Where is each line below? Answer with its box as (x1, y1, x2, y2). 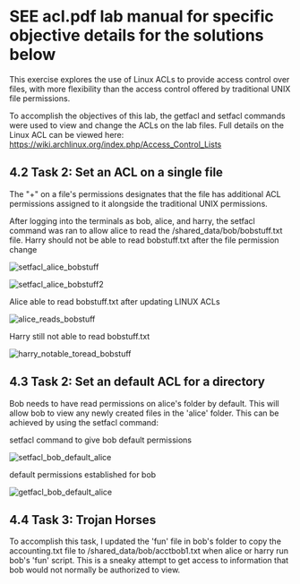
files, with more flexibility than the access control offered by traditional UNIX (9, 83, 291, 94)
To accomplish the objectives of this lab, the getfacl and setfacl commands (9, 110, 286, 121)
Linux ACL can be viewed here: (9, 129, 124, 140)
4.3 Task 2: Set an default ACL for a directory (9, 374, 266, 390)
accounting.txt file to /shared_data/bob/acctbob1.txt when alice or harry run (9, 545, 289, 556)
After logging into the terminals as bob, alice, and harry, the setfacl (9, 215, 255, 226)
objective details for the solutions (9, 25, 264, 46)
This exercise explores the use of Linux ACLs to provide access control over (9, 73, 290, 84)
